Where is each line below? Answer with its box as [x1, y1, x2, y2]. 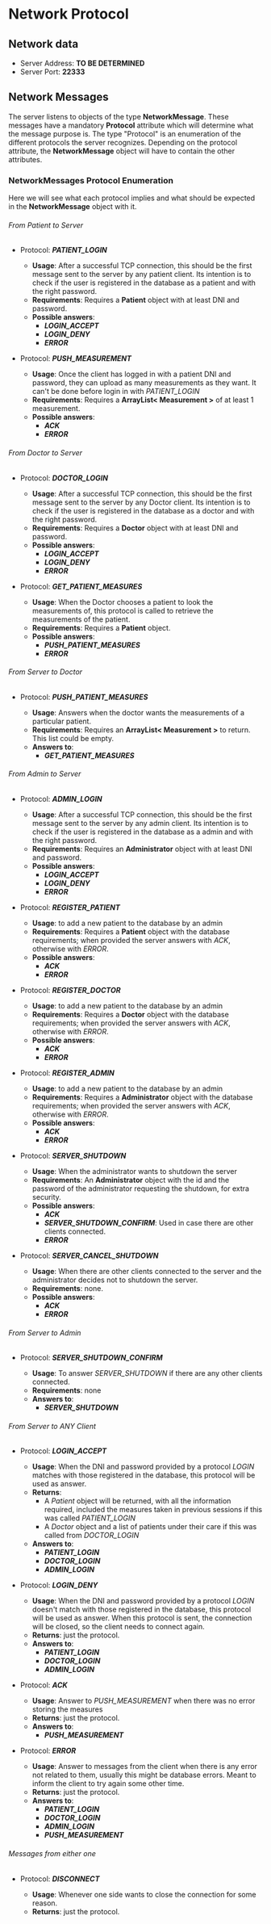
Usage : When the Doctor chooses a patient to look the [31, 597, 214, 606]
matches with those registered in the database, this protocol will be [31, 1470, 256, 1480]
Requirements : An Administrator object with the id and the [31, 1175, 230, 1184]
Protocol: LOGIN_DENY [19, 1580, 98, 1591]
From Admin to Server [8, 769, 81, 779]
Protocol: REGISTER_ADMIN [19, 1067, 115, 1078]
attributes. [8, 154, 43, 164]
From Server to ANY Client [8, 1421, 97, 1431]
